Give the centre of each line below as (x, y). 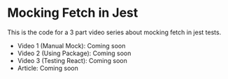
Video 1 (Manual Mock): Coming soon (71, 45)
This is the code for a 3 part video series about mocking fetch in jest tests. (114, 32)
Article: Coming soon (48, 68)
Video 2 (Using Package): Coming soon (74, 53)
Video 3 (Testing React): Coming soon (72, 60)
